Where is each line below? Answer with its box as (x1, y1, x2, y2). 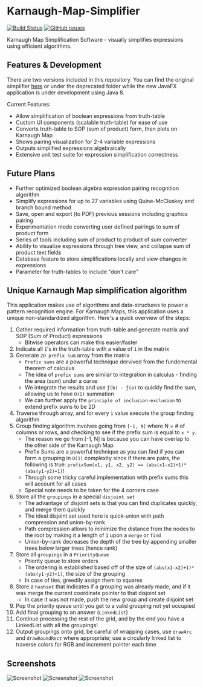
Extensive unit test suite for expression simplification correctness (15, 151, 178, 158)
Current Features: (7, 100, 51, 108)
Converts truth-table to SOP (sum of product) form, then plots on (15, 125, 178, 132)
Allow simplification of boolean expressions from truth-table (15, 112, 166, 119)
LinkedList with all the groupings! (15, 622, 98, 629)
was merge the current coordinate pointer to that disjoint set (15, 590, 166, 597)
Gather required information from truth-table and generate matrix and (15, 326, 189, 333)
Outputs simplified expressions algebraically (15, 144, 126, 152)
